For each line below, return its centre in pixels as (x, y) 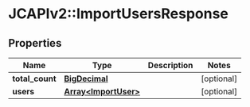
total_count (34, 78)
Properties (35, 43)
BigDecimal (86, 78)
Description (170, 65)
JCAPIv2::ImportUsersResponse (119, 14)
